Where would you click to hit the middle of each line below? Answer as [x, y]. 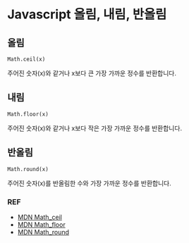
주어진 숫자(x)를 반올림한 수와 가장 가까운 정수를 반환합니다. [89, 183]
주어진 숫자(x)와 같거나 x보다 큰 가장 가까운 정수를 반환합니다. [92, 73]
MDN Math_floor [41, 224]
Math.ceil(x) [26, 59]
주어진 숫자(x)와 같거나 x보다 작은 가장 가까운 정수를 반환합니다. [94, 128]
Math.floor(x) [28, 114]
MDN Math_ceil [39, 217]
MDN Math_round [43, 232]
